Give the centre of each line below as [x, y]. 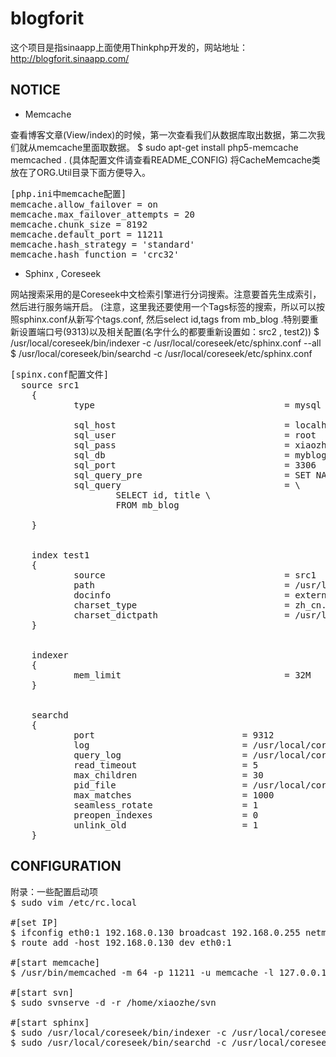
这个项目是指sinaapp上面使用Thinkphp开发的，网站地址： [129, 47]
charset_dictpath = [181, 615]
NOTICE [35, 90]
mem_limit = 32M [192, 675]
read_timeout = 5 [166, 765]
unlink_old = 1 [166, 825]
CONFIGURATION [66, 866]
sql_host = [181, 425]
